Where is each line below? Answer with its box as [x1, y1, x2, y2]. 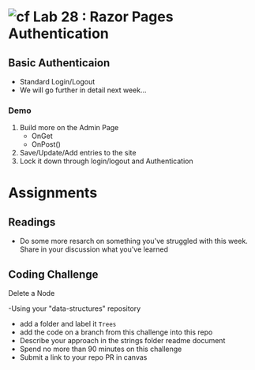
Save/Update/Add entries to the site [19, 148, 137, 158]
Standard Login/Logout [19, 77, 96, 86]
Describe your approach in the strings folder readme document [19, 336, 226, 346]
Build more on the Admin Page [19, 123, 119, 133]
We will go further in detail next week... [19, 85, 148, 95]
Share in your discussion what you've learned [19, 245, 168, 254]
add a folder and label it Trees [19, 320, 117, 329]
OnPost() [31, 140, 62, 149]
